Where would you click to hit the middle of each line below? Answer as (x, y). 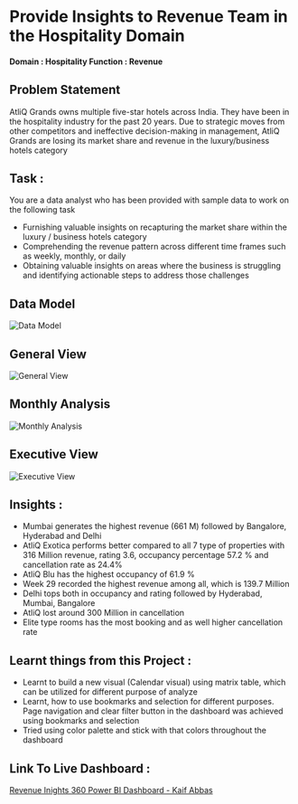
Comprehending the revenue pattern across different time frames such (154, 247)
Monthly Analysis (60, 404)
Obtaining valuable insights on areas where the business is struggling (152, 266)
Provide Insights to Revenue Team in (149, 17)
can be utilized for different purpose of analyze (110, 692)
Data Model (42, 303)
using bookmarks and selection (81, 721)
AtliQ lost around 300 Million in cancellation (103, 613)
